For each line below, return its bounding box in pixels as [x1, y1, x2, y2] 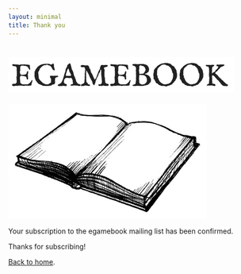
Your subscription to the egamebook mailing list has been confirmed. [8, 226, 234, 236]
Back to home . [8, 257, 55, 267]
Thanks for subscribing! [8, 242, 86, 252]
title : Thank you [8, 21, 66, 29]
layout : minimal [8, 13, 62, 21]
